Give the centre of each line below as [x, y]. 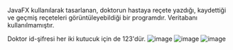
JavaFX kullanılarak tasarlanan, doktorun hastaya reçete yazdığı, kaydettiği [117, 10]
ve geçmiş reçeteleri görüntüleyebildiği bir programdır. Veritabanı [102, 18]
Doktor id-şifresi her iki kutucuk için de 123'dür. [77, 39]
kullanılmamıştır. [31, 25]
